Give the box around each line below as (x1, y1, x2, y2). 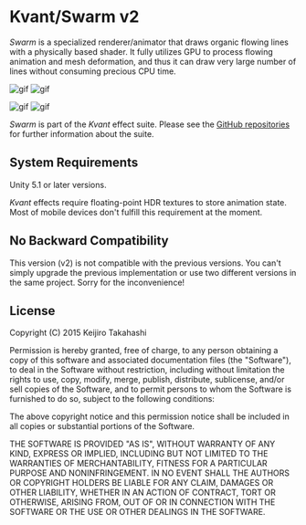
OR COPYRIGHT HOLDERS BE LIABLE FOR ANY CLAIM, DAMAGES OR (9, 478, 274, 488)
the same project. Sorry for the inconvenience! (9, 277, 185, 288)
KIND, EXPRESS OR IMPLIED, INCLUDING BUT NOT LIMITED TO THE (9, 448, 269, 459)
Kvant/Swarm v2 (9, 6, 140, 27)
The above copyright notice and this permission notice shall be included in (9, 411, 290, 422)
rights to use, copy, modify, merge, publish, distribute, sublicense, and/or (9, 374, 285, 385)
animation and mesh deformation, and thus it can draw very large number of (9, 56, 297, 67)
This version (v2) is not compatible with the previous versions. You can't (9, 257, 281, 268)
